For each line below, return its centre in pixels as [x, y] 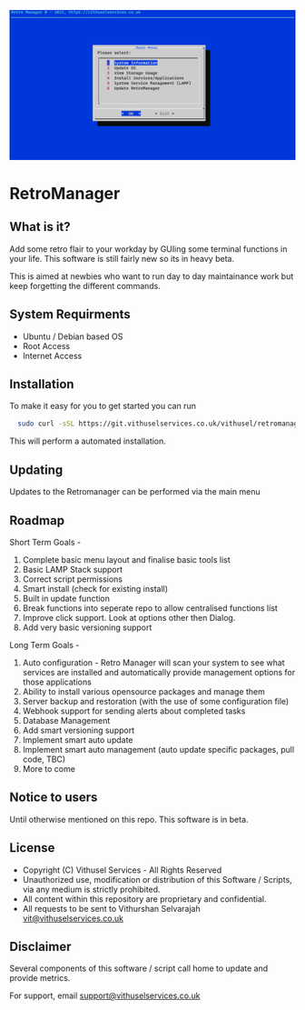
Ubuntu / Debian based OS [73, 336]
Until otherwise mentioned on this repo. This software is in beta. [129, 819]
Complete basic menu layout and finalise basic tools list [126, 559]
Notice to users [54, 798]
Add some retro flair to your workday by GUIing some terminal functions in [148, 249]
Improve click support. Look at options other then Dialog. [129, 617]
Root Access [46, 345]
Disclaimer [40, 946]
